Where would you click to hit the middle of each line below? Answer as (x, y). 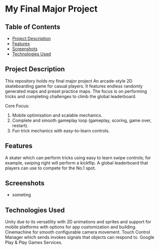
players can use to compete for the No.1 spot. (51, 168)
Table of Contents (33, 27)
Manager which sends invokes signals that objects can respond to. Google (80, 237)
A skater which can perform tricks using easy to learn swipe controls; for (78, 158)
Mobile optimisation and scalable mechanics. (57, 115)
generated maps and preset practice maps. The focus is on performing (76, 91)
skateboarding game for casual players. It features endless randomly (74, 86)
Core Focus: (17, 106)
